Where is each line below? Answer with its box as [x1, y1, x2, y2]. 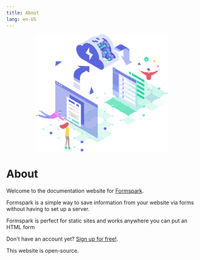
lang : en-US [6, 16, 36, 22]
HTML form [6, 223, 35, 230]
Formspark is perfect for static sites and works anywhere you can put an [6, 217, 188, 224]
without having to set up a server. [6, 205, 90, 212]
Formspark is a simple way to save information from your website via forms [6, 199, 194, 206]
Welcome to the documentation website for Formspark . [6, 187, 144, 194]
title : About [6, 10, 39, 16]
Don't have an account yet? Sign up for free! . [6, 235, 118, 242]
